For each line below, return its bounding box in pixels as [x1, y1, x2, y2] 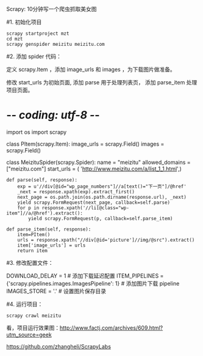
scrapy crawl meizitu [6, 313, 62, 319]
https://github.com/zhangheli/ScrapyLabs [6, 343, 112, 350]
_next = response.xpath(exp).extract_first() [17, 188, 135, 195]
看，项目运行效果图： [6, 324, 60, 332]
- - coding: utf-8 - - [6, 108, 100, 122]
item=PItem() [17, 231, 51, 237]
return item [17, 247, 48, 254]
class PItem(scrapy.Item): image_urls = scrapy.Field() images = [6, 140, 165, 147]
